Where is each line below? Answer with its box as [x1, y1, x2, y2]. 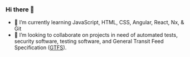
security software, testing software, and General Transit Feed [14, 38, 164, 45]
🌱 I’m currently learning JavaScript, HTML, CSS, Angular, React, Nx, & [14, 19, 185, 26]
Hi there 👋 [5, 5, 35, 14]
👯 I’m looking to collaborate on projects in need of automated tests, [14, 31, 178, 39]
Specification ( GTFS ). [14, 44, 67, 51]
